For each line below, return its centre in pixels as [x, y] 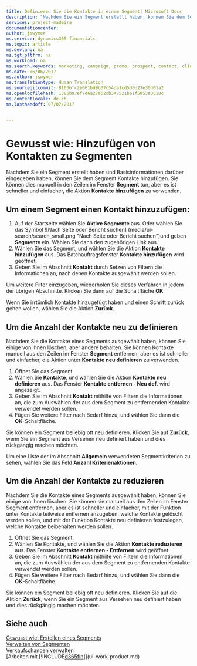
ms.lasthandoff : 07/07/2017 [40, 104]
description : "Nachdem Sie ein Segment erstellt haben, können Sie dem [95, 17]
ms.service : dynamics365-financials [51, 39]
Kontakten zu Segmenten [69, 156]
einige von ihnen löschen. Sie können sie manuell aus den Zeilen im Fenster [97, 501]
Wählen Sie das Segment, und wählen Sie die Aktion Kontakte [90, 249]
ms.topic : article [28, 45]
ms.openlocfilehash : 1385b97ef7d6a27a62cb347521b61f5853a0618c [85, 93]
